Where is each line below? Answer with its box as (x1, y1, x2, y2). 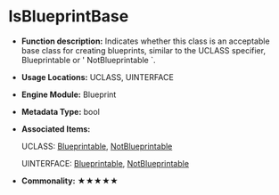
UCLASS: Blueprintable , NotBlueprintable (21, 141, 173, 151)
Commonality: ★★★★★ (21, 175, 119, 186)
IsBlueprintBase (8, 6, 129, 27)
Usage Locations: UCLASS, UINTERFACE (21, 71, 175, 82)
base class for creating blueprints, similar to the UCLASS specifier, (21, 45, 267, 55)
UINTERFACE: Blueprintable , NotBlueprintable (21, 158, 189, 168)
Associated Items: (21, 123, 91, 134)
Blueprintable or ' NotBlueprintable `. (21, 54, 157, 65)
